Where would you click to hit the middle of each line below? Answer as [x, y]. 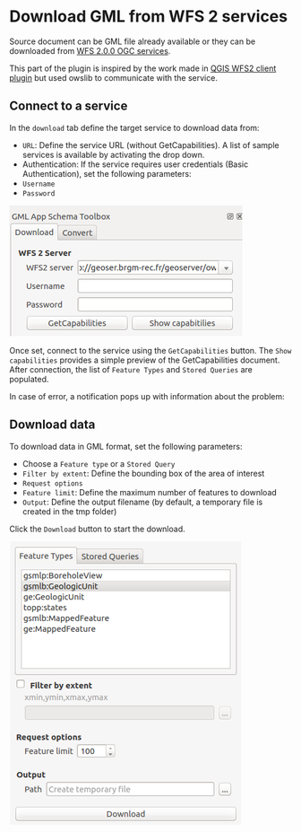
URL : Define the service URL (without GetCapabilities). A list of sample [150, 145]
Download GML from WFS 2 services [149, 17]
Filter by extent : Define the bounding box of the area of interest [143, 473]
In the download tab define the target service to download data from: [134, 127]
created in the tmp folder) [69, 511]
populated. [29, 379]
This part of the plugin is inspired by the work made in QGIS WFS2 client [143, 68]
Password [39, 193]
